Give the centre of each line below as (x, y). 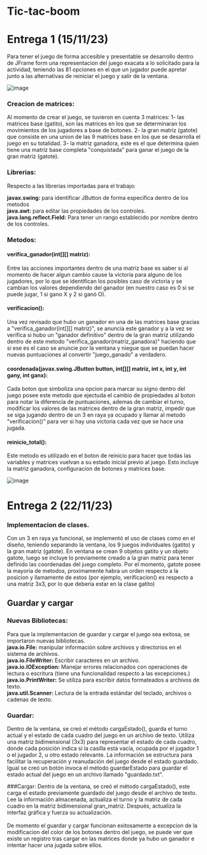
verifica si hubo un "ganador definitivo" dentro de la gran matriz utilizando (101, 335)
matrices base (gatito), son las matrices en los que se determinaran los (97, 124)
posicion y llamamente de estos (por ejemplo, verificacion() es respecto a (100, 577)
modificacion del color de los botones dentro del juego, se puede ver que (100, 832)
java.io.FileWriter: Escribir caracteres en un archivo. (73, 660)
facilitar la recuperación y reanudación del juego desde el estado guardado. (103, 761)
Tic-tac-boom (44, 11)
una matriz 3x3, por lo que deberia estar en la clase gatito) (81, 584)
